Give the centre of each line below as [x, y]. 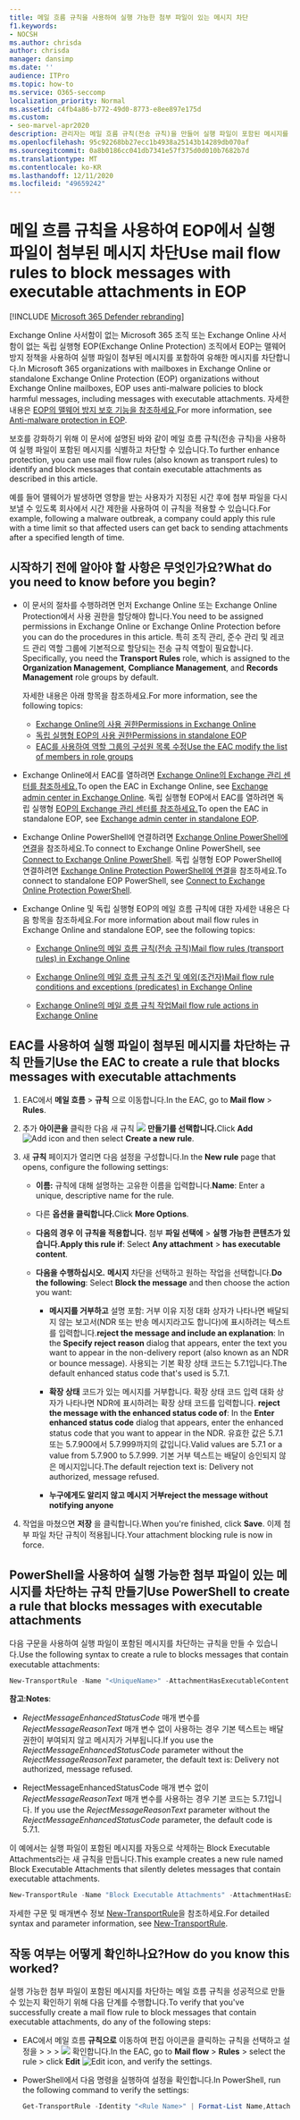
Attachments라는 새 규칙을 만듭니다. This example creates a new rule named [146, 1859]
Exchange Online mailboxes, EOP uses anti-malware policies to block [136, 388]
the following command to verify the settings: [105, 2090]
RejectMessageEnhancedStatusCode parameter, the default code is [147, 1820]
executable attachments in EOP [128, 292]
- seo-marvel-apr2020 [50, 126]
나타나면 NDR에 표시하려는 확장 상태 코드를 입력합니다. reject [173, 1403]
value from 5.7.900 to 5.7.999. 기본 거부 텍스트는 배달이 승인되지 [163, 1455]
